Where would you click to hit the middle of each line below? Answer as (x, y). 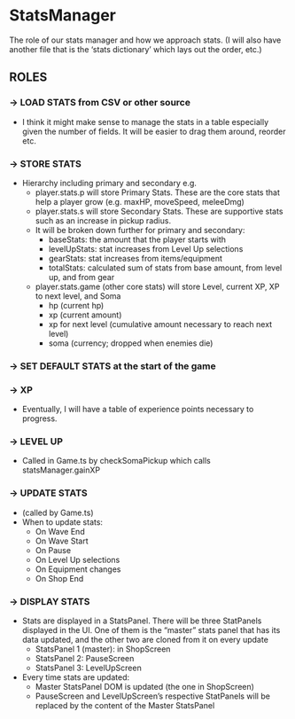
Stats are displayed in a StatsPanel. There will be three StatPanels (142, 621)
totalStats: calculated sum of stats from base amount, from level (165, 268)
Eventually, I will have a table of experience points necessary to (138, 410)
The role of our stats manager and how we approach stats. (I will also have (145, 40)
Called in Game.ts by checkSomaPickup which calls (116, 461)
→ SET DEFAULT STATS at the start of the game (113, 366)
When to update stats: (62, 522)
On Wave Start (62, 541)
